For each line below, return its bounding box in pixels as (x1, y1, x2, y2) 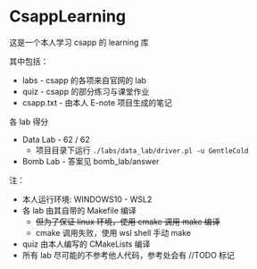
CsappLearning (9, 6, 127, 27)
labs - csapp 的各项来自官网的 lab (21, 74, 147, 86)
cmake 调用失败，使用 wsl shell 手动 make (35, 227, 192, 238)
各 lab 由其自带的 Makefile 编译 (21, 205, 137, 215)
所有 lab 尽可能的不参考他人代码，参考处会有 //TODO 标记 (21, 249, 235, 260)
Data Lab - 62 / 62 (21, 134, 91, 145)
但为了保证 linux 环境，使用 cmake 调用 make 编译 (35, 216, 220, 227)
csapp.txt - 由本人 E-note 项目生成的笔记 (21, 97, 172, 108)
